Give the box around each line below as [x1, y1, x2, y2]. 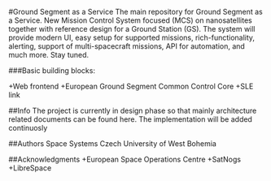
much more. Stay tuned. [8, 50, 90, 59]
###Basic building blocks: [8, 66, 96, 75]
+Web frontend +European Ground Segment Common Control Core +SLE [8, 81, 254, 91]
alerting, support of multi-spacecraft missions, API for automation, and [8, 41, 246, 51]
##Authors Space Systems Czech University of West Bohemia [8, 139, 217, 149]
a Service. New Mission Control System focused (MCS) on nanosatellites [8, 15, 252, 25]
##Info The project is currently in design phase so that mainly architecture [8, 106, 257, 115]
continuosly [8, 123, 48, 132]
